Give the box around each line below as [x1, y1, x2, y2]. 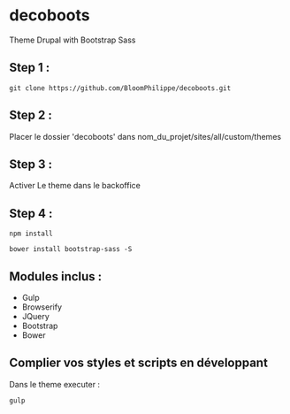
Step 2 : [9, 108, 53, 123]
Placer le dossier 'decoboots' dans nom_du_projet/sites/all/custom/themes [9, 131, 281, 142]
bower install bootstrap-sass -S [9, 245, 133, 254]
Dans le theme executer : [9, 379, 100, 389]
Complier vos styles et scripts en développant [9, 356, 268, 371]
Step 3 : [9, 157, 53, 172]
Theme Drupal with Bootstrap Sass [9, 34, 136, 45]
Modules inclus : [9, 269, 103, 284]
